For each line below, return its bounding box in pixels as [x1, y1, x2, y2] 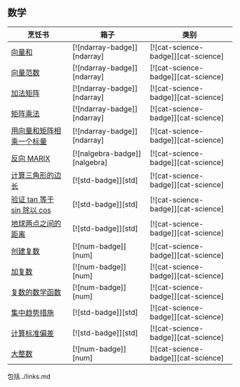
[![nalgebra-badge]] [72, 149, 141, 159]
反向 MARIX [11, 153, 51, 163]
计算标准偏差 [11, 328, 55, 338]
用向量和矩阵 [11, 126, 55, 136]
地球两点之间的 [11, 218, 62, 228]
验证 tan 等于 [11, 194, 55, 204]
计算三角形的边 [11, 170, 62, 180]
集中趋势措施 [11, 308, 55, 318]
